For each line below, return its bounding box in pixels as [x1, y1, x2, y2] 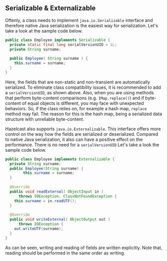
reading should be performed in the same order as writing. [5, 250, 126, 256]
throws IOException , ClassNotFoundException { [18, 194, 117, 199]
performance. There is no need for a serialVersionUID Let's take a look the [5, 142, 160, 148]
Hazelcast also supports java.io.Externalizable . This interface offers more [5, 126, 161, 132]
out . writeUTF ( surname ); [14, 226, 64, 231]
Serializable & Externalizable [5, 4, 96, 12]
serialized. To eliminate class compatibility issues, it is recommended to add [5, 84, 161, 90]
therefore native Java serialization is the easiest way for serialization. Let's [5, 22, 159, 28]
